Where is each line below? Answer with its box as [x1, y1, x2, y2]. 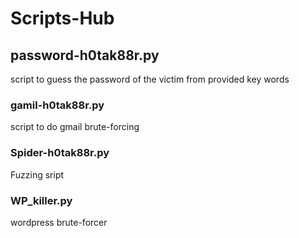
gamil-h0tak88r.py [10, 98, 105, 112]
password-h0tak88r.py [10, 47, 160, 64]
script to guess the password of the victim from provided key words [10, 73, 290, 85]
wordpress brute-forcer [10, 216, 108, 228]
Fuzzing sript [10, 168, 65, 181]
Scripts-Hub [10, 7, 115, 30]
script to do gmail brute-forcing [10, 121, 140, 133]
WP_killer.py [10, 193, 73, 207]
